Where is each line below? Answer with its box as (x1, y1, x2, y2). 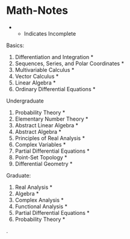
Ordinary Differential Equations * (14, 85, 96, 92)
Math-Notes (6, 4, 69, 18)
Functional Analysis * (14, 203, 68, 210)
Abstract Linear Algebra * (14, 121, 79, 129)
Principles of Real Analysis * (14, 134, 85, 142)
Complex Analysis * (14, 196, 64, 203)
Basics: (6, 42, 25, 49)
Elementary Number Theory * (14, 115, 88, 123)
